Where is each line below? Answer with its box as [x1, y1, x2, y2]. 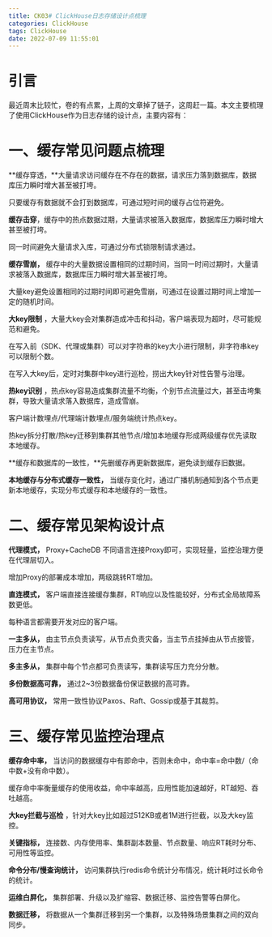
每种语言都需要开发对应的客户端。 [8, 617, 122, 627]
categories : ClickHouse [8, 19, 89, 28]
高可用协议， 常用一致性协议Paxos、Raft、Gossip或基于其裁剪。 [8, 696, 223, 706]
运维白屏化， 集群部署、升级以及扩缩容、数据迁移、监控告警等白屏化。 [8, 892, 244, 902]
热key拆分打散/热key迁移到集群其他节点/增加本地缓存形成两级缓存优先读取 [8, 430, 257, 440]
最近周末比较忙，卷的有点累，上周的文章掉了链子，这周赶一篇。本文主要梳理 [8, 101, 264, 110]
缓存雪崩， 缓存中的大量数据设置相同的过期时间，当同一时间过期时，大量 [8, 259, 252, 269]
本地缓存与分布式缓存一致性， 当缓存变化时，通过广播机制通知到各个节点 [8, 475, 252, 485]
